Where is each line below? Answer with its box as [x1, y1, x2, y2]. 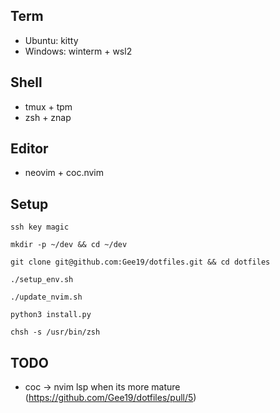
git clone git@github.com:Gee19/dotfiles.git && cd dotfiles [10, 257, 271, 268]
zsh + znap [24, 111, 72, 123]
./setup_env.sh [10, 275, 74, 285]
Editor [10, 140, 49, 158]
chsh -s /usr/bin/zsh [10, 327, 101, 338]
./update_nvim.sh [10, 292, 83, 303]
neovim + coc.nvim [24, 167, 105, 179]
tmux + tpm [24, 100, 73, 113]
